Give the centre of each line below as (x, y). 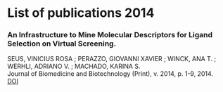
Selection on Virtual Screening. (62, 44)
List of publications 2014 (81, 13)
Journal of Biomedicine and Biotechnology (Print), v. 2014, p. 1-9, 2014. (110, 74)
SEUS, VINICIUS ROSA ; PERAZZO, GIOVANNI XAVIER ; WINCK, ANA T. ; (112, 59)
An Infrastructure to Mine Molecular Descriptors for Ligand (110, 35)
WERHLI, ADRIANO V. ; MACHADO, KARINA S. (74, 66)
